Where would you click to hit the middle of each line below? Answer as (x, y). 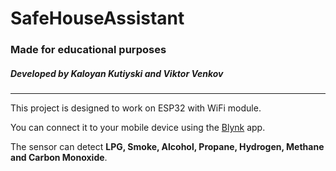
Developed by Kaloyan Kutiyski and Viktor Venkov (117, 73)
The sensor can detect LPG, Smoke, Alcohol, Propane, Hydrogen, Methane (167, 147)
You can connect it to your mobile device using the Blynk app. (138, 128)
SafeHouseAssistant (97, 18)
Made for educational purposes (88, 50)
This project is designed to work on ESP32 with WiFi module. (136, 108)
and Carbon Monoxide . (59, 158)
